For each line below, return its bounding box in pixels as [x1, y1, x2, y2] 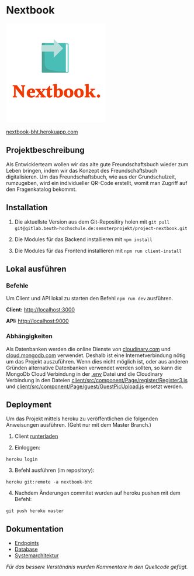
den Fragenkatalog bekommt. [6, 186, 77, 193]
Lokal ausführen [6, 264, 67, 274]
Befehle [6, 282, 29, 290]
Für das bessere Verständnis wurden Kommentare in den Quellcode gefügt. [6, 563, 188, 571]
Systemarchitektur [14, 552, 59, 559]
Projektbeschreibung [6, 145, 85, 155]
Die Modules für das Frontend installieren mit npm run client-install [14, 247, 182, 254]
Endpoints [14, 540, 39, 547]
